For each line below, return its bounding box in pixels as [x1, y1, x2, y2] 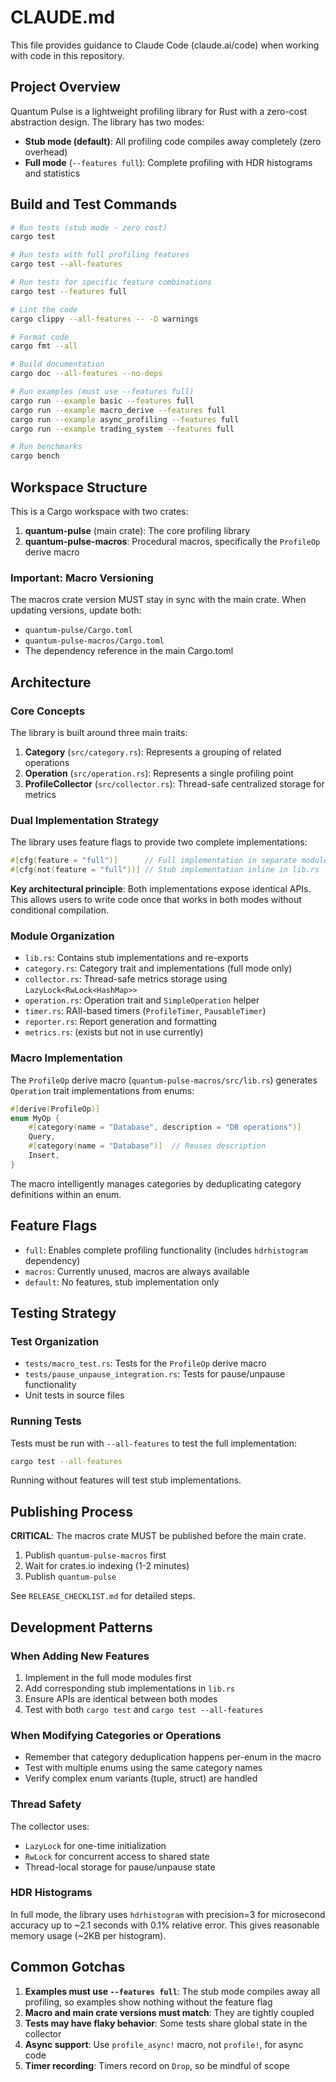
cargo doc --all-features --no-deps [10, 369, 163, 379]
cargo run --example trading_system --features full [10, 424, 235, 434]
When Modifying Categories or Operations [10, 1728, 222, 1742]
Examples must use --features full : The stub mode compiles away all [24, 1985, 321, 1997]
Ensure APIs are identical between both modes [24, 1692, 218, 1705]
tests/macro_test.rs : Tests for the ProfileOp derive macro [24, 1357, 267, 1370]
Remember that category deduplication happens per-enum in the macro [24, 1751, 322, 1763]
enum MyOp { [10, 1113, 60, 1123]
